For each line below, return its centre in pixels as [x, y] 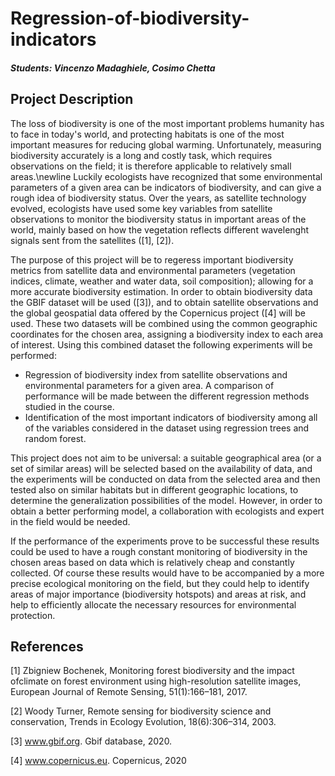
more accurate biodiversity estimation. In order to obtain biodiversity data [161, 291]
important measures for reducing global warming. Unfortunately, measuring [166, 144]
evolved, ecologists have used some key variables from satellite [141, 208]
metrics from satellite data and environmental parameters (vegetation [153, 270]
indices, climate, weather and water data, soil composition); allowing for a [162, 281]
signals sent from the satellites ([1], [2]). [92, 240]
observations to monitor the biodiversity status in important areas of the [158, 219]
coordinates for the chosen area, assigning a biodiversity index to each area [167, 334]
